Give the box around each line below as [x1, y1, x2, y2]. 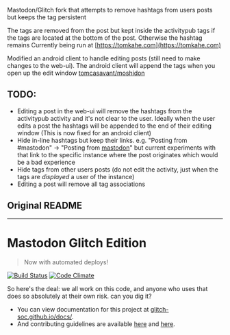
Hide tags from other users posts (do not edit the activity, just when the [16, 165, 219, 174]
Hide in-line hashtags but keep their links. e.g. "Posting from [16, 136, 188, 144]
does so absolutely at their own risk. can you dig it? [7, 292, 152, 300]
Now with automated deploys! [23, 257, 108, 266]
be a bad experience [16, 158, 75, 166]
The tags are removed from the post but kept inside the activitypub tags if [7, 27, 216, 34]
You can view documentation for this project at [16, 305, 149, 313]
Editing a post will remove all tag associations [16, 180, 146, 188]
